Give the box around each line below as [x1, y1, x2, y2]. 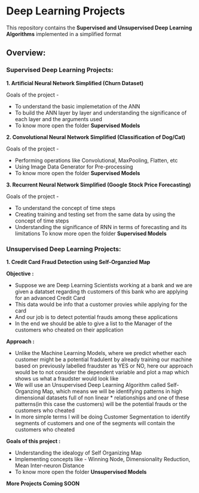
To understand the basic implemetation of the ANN [14, 103, 140, 110]
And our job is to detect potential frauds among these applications [14, 313, 178, 320]
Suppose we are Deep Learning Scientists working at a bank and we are [14, 281, 192, 288]
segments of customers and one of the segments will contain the [14, 419, 175, 426]
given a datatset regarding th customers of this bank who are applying [14, 288, 188, 295]
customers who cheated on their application [14, 326, 124, 333]
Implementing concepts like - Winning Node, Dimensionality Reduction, [14, 455, 191, 462]
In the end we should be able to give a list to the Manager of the [14, 320, 172, 327]
